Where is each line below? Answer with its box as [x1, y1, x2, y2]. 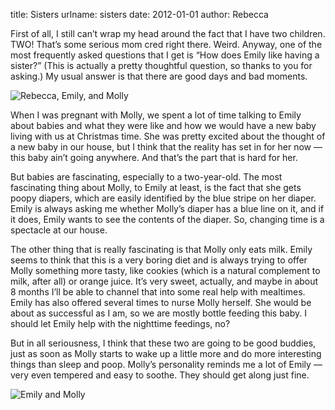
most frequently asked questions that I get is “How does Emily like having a [10, 49, 320, 61]
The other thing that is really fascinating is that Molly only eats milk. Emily [10, 244, 313, 255]
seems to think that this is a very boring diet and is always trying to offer [10, 254, 308, 266]
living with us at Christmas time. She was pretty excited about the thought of [10, 130, 326, 142]
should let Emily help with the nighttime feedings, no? [10, 318, 231, 329]
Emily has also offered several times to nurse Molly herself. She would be [10, 297, 312, 308]
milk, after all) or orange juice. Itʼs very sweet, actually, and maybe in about [10, 275, 319, 287]
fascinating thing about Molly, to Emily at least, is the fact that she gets [10, 182, 302, 193]
